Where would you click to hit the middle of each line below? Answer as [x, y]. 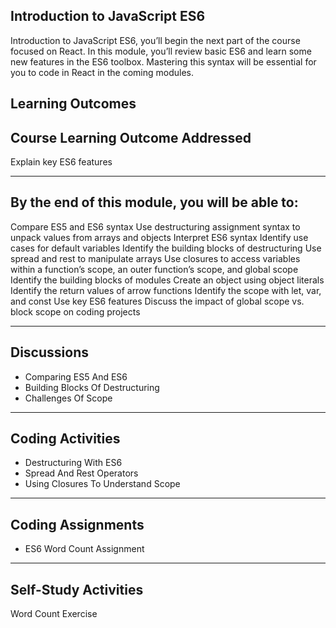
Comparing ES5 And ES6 [76, 376]
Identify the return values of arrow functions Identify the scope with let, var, [166, 290]
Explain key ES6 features [61, 162]
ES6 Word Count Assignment [84, 549]
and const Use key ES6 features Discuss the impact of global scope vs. [157, 301]
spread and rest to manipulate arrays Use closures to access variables [155, 258]
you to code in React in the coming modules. [102, 72]
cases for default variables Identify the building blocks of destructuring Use [166, 248]
